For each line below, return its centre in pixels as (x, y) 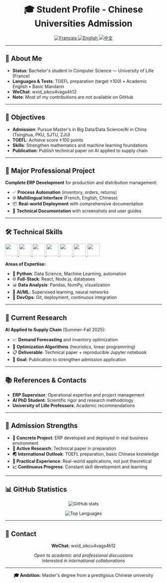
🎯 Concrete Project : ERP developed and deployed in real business (80, 438)
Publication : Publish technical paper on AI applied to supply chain (80, 150)
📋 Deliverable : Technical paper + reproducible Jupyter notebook (79, 352)
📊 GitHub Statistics (36, 490)
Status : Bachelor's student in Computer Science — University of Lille (83, 71)
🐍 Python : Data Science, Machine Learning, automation (69, 274)
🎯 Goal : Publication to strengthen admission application (69, 359)
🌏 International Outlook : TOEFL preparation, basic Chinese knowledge (85, 454)
